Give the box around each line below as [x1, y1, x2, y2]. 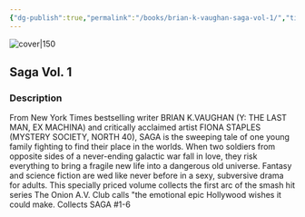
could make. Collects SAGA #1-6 [9, 199, 132, 210]
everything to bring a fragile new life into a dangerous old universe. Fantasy [9, 161, 292, 172]
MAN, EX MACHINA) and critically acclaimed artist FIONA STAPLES [9, 122, 261, 133]
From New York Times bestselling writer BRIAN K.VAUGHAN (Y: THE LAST [9, 113, 288, 123]
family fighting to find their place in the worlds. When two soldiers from [9, 142, 276, 153]
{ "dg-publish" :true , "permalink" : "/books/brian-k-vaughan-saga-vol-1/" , [9, 13, 286, 23]
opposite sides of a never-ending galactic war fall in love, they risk [9, 151, 258, 162]
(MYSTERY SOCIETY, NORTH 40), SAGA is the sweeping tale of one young [9, 132, 290, 143]
